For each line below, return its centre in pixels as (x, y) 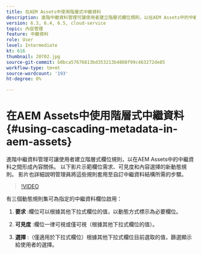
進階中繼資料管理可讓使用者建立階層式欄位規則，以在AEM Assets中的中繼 (98, 160)
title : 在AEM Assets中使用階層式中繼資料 (54, 12)
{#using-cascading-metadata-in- (92, 129)
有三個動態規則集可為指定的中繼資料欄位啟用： (64, 199)
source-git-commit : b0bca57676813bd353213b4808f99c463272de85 (86, 62)
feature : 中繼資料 (28, 34)
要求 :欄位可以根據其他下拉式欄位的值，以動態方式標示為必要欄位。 (98, 212)
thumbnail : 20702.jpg (33, 57)
